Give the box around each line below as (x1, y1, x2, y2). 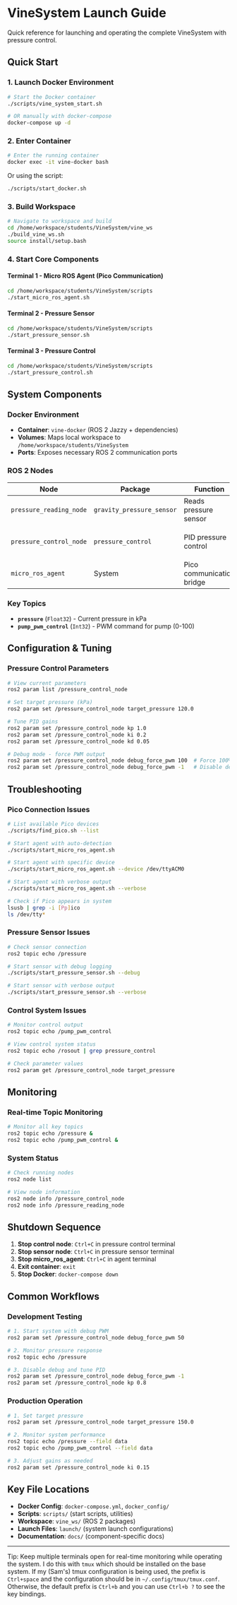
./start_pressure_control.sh (7, 369, 93, 376)
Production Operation (7, 1396, 83, 1406)
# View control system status (7, 1041, 97, 1048)
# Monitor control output (7, 1022, 83, 1029)
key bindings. (7, 1590, 47, 1599)
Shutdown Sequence (7, 1222, 102, 1233)
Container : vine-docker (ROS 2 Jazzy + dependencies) (17, 426, 178, 434)
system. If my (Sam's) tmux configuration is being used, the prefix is (7, 1568, 206, 1576)
